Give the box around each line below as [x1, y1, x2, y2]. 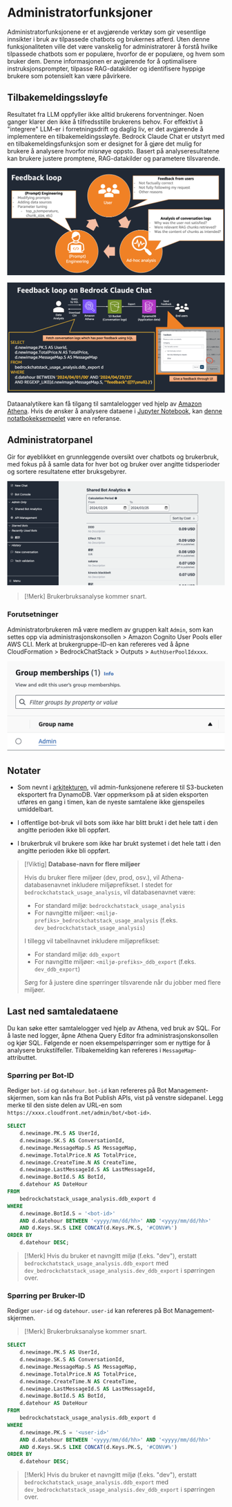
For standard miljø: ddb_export [34, 950, 121, 958]
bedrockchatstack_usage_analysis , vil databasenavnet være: [23, 888, 195, 896]
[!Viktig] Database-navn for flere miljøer [23, 860, 141, 869]
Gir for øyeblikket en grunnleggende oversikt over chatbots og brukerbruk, [7, 453, 219, 461]
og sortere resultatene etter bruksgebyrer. [7, 467, 127, 475]
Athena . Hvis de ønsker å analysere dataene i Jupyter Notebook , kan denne [7, 406, 222, 415]
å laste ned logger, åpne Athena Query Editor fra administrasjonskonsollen [7, 1031, 219, 1039]
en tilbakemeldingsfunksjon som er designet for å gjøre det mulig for [7, 140, 202, 148]
